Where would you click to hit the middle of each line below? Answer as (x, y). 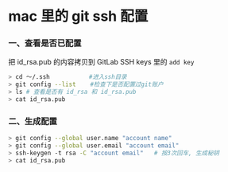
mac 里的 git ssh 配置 (78, 16)
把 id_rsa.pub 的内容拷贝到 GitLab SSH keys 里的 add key (101, 62)
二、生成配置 (33, 121)
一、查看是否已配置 (45, 43)
